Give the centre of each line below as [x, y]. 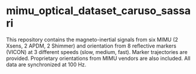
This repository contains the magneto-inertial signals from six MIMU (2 [92, 39]
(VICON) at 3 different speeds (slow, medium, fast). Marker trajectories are [97, 52]
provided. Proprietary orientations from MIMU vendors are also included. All [98, 58]
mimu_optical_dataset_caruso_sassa [98, 11]
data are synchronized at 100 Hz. [46, 64]
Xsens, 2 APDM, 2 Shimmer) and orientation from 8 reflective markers [91, 46]
